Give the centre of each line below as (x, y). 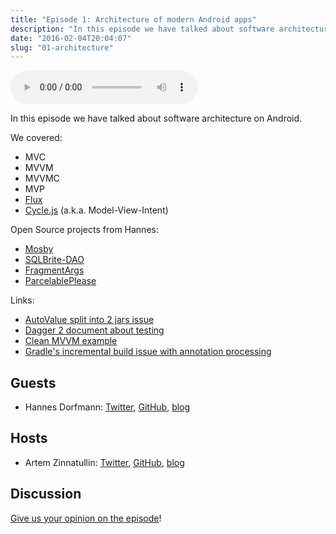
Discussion (46, 494)
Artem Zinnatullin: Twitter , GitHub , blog (104, 462)
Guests (33, 382)
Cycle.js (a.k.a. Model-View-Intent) (96, 210)
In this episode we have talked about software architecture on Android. (156, 118)
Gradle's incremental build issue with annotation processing (148, 352)
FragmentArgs (54, 270)
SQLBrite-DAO (54, 260)
